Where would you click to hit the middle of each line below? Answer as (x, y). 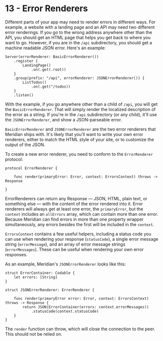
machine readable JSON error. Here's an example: (55, 48)
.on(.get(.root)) (49, 69)
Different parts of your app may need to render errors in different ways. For (80, 22)
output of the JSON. (25, 145)
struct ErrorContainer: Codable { (40, 273)
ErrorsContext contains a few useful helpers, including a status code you (78, 234)
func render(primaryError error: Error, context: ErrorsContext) (81, 298)
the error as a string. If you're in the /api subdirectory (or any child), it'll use (81, 114)
